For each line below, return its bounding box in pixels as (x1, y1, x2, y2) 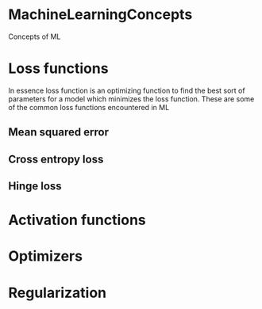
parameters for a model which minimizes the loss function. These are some (8, 93, 255, 104)
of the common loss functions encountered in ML (8, 102, 170, 112)
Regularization (8, 284, 107, 302)
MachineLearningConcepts (8, 6, 193, 24)
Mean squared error (8, 125, 110, 139)
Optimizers (8, 247, 83, 265)
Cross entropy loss (8, 152, 104, 166)
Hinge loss (8, 180, 62, 193)
